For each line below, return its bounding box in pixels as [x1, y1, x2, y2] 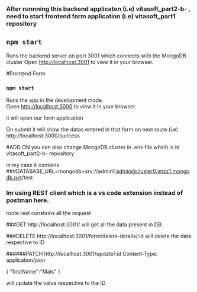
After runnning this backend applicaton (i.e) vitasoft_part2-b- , [6, 5, 190, 13]
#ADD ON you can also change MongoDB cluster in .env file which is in [6, 144, 180, 151]
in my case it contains [6, 162, 60, 169]
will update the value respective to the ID [6, 280, 106, 287]
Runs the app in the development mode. [6, 97, 104, 104]
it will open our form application [6, 114, 83, 121]
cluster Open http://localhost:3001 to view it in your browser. [6, 58, 154, 65]
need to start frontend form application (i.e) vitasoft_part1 [6, 12, 176, 20]
